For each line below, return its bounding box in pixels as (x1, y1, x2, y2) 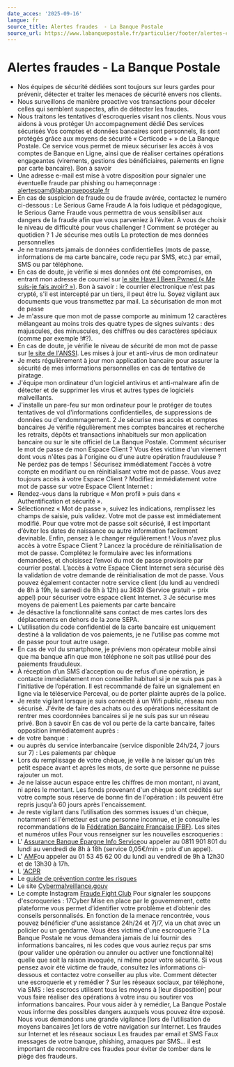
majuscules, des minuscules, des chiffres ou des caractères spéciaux (17, 327, 217, 335)
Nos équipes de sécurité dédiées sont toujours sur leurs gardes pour (17, 83, 215, 91)
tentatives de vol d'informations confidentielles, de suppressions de (17, 408, 212, 416)
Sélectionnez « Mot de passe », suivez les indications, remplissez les (17, 504, 216, 513)
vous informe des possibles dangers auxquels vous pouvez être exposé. (17, 1008, 225, 1016)
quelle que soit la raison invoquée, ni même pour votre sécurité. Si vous (17, 956, 223, 965)
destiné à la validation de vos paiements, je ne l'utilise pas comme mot (17, 630, 220, 639)
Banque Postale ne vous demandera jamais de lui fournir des (17, 934, 192, 942)
